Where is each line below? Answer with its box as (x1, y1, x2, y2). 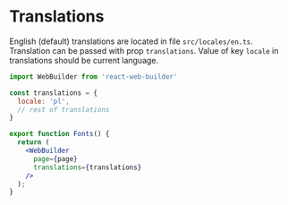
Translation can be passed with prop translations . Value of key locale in (9, 45, 279, 56)
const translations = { (9, 88, 98, 98)
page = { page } (32, 154, 78, 163)
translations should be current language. (9, 55, 159, 65)
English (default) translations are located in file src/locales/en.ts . (9, 36, 253, 47)
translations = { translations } (32, 163, 142, 172)
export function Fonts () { (9, 130, 110, 139)
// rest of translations (17, 105, 110, 114)
